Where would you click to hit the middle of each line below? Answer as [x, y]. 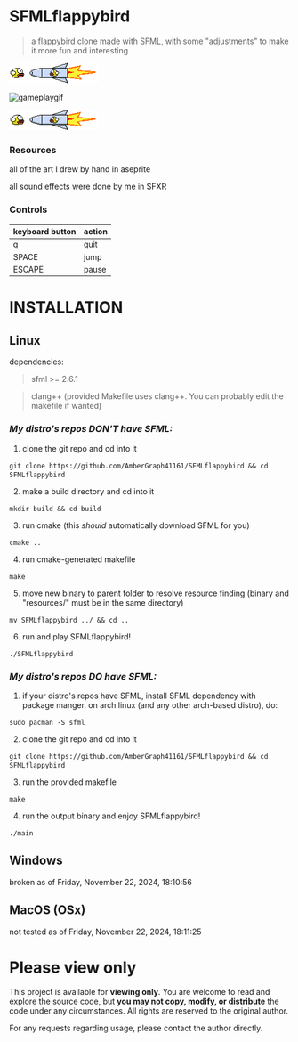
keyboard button [44, 232]
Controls [28, 209]
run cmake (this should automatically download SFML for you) [136, 525]
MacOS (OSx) [48, 910]
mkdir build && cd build [55, 509]
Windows [36, 861]
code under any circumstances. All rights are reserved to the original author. [149, 1011]
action [96, 232]
